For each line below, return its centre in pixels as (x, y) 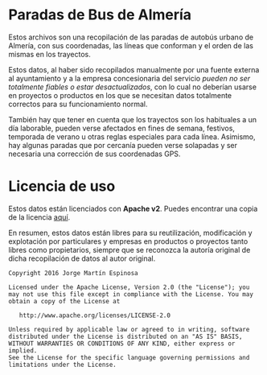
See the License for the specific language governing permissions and (129, 357)
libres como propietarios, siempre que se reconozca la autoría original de (129, 249)
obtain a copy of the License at (64, 301)
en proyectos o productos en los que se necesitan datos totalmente (120, 95)
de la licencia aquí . (39, 217)
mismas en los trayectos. (49, 54)
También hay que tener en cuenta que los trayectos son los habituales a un (133, 119)
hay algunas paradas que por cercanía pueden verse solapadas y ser (123, 145)
